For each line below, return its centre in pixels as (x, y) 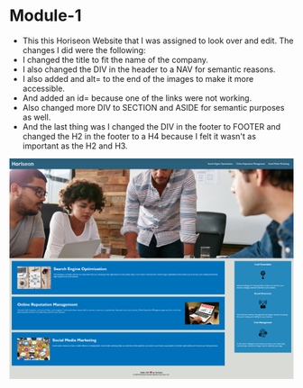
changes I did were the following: (84, 50)
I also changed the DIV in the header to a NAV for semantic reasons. (149, 69)
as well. (37, 117)
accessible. (44, 88)
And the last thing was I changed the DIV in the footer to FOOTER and (151, 126)
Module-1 (46, 16)
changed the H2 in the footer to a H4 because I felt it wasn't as (139, 136)
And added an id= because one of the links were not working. (137, 98)
